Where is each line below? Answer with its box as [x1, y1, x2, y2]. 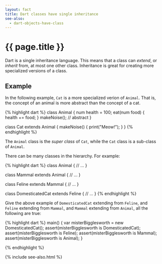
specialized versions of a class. [5, 68, 68, 74]
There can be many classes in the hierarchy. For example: [5, 153, 120, 159]
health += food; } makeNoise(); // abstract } [5, 115, 92, 120]
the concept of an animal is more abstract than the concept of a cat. [5, 100, 141, 106]
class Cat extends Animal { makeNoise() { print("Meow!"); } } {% [5, 124, 133, 130]
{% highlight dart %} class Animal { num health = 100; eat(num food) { [5, 110, 145, 115]
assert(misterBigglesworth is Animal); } [5, 235, 83, 241]
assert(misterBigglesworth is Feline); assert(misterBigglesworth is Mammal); [5, 230, 157, 236]
